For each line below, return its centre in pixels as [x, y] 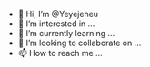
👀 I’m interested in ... [56, 24]
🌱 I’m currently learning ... [66, 33]
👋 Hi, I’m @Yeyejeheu [58, 14]
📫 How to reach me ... [60, 53]
